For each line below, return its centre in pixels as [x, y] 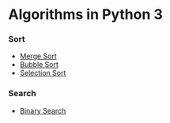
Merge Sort [38, 56]
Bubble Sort [39, 65]
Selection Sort [43, 73]
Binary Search [43, 110]
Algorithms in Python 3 [86, 15]
